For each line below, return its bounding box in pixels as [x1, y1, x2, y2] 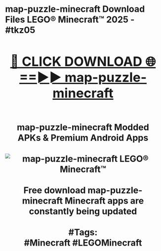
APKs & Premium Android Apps [17, 132, 149, 143]
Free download [23, 184, 86, 196]
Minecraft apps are [64, 195, 144, 206]
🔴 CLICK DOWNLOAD [10, 53, 142, 70]
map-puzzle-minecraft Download [5, 3, 145, 15]
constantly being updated [29, 206, 137, 217]
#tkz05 [5, 25, 36, 36]
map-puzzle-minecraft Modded [17, 122, 149, 133]
